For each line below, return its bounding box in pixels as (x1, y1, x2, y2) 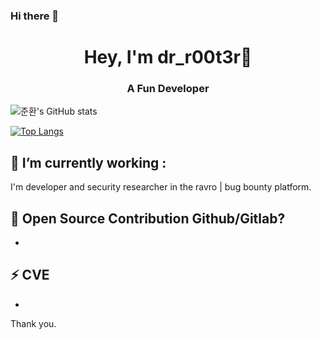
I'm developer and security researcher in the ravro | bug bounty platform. (10, 181, 312, 193)
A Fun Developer (126, 82, 210, 96)
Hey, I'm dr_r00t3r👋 (83, 46, 253, 69)
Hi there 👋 (10, 9, 60, 23)
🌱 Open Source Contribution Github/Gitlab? (10, 210, 286, 227)
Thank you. (10, 317, 57, 329)
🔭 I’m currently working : (10, 154, 167, 171)
